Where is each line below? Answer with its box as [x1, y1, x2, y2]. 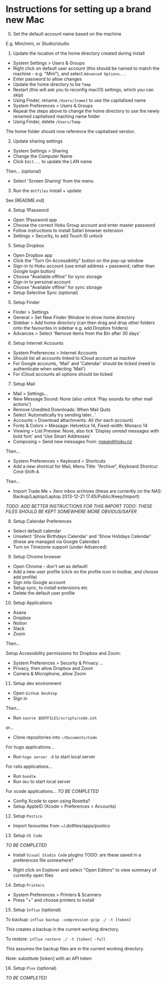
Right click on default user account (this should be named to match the [13, 65, 160, 71]
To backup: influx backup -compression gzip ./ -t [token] [6, 916, 131, 922]
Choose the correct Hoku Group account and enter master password [13, 222, 155, 228]
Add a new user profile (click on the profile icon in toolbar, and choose [13, 569, 158, 575]
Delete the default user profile [13, 590, 75, 596]
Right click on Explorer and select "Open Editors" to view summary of [13, 867, 157, 873]
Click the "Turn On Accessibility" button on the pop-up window [13, 257, 143, 263]
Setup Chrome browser [13, 553, 62, 559]
